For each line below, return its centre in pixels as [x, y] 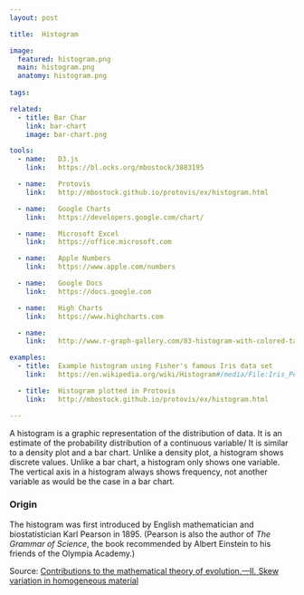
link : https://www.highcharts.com [95, 317]
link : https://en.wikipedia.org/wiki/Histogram [121, 375]
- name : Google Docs [60, 283]
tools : [22, 151]
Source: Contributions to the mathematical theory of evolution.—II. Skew [144, 571]
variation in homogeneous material [74, 580]
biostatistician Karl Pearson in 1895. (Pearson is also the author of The [140, 534]
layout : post [34, 18]
